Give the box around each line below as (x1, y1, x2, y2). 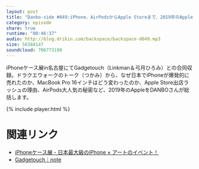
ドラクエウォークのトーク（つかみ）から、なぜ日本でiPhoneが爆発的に (16, 71, 190, 79)
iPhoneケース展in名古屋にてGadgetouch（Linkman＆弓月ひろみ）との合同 (6, 64, 187, 71)
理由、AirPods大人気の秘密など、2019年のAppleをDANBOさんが (26, 86, 184, 93)
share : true (6, 25, 36, 31)
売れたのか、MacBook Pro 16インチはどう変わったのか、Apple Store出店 (6, 79, 184, 86)
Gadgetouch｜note (14, 156, 62, 163)
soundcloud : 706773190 (6, 47, 62, 53)
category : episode (6, 19, 52, 25)
